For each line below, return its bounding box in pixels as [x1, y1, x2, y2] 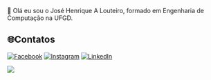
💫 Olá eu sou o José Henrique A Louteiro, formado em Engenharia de [7, 7, 204, 14]
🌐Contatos [7, 34, 55, 46]
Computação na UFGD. [7, 14, 73, 22]
